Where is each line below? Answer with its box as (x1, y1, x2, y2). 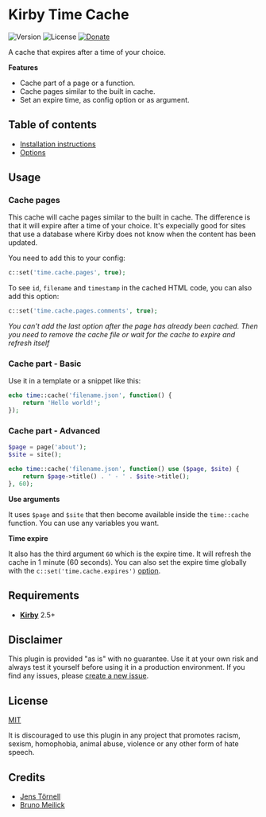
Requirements (8, 589, 79, 602)
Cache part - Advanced (8, 426, 101, 437)
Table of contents (8, 118, 97, 132)
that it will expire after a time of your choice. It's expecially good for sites (8, 221, 246, 231)
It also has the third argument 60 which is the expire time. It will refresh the (8, 549, 252, 558)
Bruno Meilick (19, 800, 65, 810)
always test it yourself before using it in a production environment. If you (8, 663, 245, 672)
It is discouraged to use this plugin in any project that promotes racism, (8, 730, 241, 741)
